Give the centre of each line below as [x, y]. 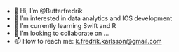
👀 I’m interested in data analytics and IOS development [93, 18]
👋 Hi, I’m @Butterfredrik [48, 11]
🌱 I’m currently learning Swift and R [65, 26]
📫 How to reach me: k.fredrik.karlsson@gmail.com [88, 41]
